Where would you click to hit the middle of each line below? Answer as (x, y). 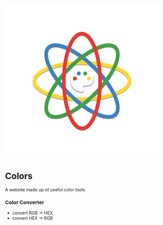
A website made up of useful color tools (45, 189)
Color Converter (25, 202)
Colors (19, 176)
